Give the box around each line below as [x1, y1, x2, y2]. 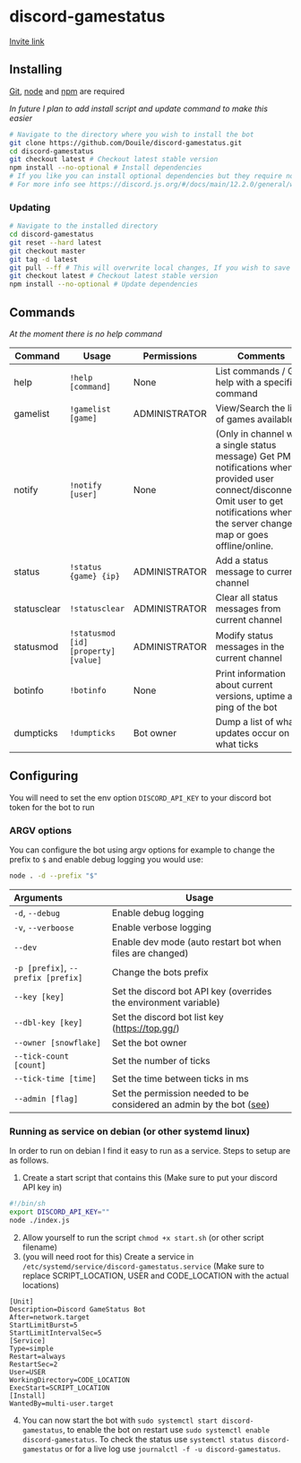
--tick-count [13, 1051, 70, 1061]
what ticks [215, 738, 259, 750]
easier [9, 112, 33, 123]
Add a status [215, 554, 269, 567]
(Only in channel [215, 428, 285, 440]
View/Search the [215, 402, 286, 414]
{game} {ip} [69, 571, 121, 581]
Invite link [9, 36, 45, 47]
